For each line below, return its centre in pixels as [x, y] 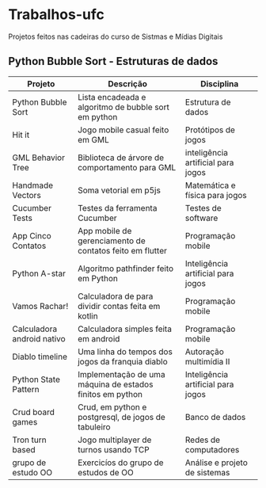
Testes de [203, 208]
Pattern [26, 389]
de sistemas [207, 472]
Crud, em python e [112, 407]
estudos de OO [106, 472]
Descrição [128, 83]
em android [99, 338]
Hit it [21, 135]
